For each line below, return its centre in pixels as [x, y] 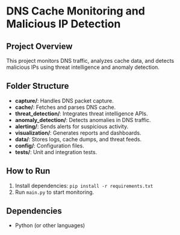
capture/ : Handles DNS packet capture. [64, 100]
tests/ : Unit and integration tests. [56, 152]
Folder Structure [38, 86]
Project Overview [39, 46]
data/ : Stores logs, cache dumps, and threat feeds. [78, 139]
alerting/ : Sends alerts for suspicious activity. [71, 126]
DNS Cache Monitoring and [76, 11]
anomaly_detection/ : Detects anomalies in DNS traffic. [83, 120]
